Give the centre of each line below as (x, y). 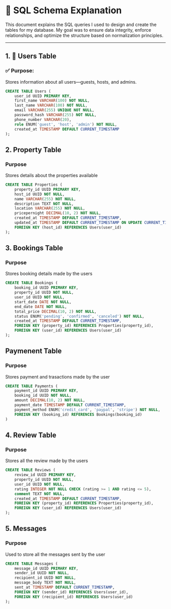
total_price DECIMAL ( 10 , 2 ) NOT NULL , (55, 311)
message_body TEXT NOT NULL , (45, 583)
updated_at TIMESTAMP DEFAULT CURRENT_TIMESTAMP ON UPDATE (78, 223)
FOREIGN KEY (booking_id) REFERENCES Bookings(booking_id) (78, 414)
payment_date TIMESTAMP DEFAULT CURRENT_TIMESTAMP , (70, 405)
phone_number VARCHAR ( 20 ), (43, 119)
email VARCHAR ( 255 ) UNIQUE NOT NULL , (54, 110)
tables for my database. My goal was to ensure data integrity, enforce (78, 30)
